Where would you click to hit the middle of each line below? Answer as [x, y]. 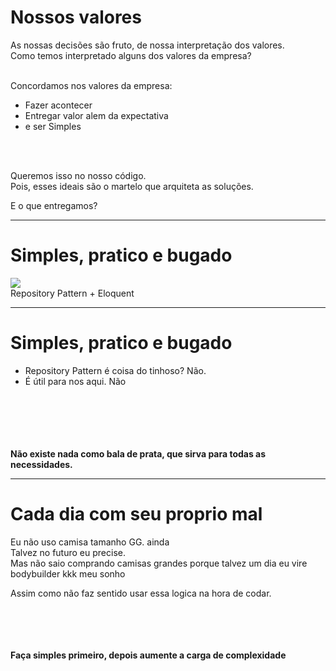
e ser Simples [53, 126]
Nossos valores [76, 17]
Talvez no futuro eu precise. [68, 552]
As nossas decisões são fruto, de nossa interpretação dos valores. [147, 45]
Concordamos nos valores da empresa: [91, 85]
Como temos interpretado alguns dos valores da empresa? [131, 55]
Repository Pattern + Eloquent [72, 293]
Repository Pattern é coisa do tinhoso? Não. [115, 370]
